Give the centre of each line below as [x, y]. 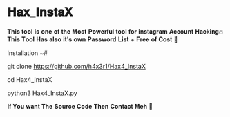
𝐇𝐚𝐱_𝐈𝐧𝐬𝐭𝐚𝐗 [40, 12]
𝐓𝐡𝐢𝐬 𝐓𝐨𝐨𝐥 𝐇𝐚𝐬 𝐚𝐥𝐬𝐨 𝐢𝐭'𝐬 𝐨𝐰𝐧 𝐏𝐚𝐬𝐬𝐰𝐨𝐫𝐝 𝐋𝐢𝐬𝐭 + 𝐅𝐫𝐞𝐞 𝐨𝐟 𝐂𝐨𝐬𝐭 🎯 [93, 39]
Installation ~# [28, 53]
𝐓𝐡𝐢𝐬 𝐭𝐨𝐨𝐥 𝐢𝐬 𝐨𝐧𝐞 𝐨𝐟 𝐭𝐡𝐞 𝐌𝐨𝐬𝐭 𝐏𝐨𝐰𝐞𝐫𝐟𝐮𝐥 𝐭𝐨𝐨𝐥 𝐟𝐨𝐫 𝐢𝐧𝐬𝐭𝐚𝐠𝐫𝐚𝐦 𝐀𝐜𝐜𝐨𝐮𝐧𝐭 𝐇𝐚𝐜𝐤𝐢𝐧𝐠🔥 [115, 31]
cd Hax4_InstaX [30, 79]
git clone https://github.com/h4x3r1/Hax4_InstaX [77, 66]
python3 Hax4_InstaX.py [42, 93]
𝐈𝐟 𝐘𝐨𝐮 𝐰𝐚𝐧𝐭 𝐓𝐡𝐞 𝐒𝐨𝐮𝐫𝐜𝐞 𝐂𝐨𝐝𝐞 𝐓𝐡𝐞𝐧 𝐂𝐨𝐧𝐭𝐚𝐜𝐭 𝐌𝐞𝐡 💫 [80, 106]
